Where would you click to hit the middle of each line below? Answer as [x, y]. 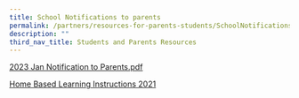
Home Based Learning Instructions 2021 [83, 84]
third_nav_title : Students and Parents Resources [103, 42]
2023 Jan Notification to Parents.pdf [76, 67]
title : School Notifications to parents [85, 17]
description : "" [39, 34]
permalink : [29, 26]
